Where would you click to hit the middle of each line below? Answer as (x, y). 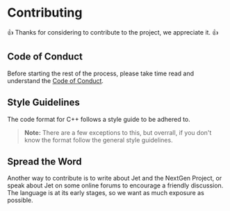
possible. (20, 200)
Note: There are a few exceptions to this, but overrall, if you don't (118, 132)
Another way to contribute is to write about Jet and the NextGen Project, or (115, 178)
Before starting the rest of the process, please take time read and (101, 73)
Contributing (45, 13)
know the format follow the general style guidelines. (98, 140)
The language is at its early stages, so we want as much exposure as (106, 193)
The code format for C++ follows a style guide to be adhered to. (99, 119)
